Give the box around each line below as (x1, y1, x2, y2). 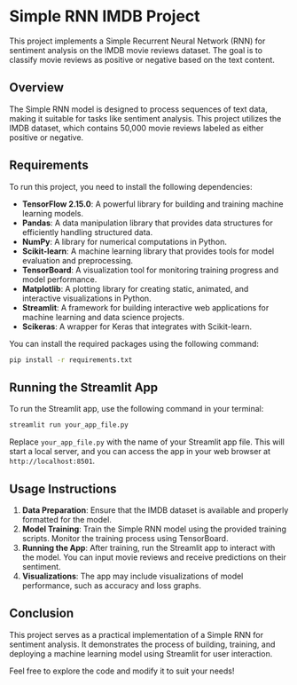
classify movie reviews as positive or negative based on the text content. (9, 54, 275, 65)
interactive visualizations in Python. (21, 293, 152, 303)
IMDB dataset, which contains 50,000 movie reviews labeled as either (9, 122, 264, 133)
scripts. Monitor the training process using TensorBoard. (21, 532, 229, 543)
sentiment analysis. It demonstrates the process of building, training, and (9, 639, 276, 650)
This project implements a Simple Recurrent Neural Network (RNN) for (9, 35, 266, 46)
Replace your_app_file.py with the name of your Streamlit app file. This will (9, 437, 285, 447)
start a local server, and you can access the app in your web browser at (9, 446, 271, 457)
